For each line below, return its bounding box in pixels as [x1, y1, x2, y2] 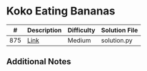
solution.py [101, 36, 133, 45]
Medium [67, 36, 91, 45]
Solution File [101, 26, 138, 34]
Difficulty [67, 26, 95, 34]
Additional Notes [6, 57, 72, 67]
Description [27, 26, 62, 34]
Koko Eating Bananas [6, 4, 115, 18]
